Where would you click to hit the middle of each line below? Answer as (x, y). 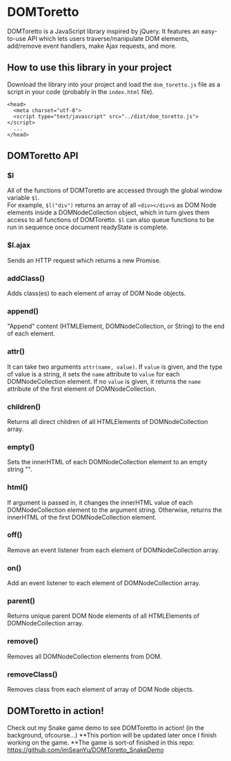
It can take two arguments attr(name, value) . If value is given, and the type (115, 367)
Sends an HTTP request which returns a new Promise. (84, 260)
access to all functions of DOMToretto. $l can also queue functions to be (111, 220)
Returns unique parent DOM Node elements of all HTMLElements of (103, 616)
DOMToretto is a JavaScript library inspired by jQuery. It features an (103, 31)
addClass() (26, 278)
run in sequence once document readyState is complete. (88, 227)
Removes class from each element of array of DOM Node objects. (101, 689)
